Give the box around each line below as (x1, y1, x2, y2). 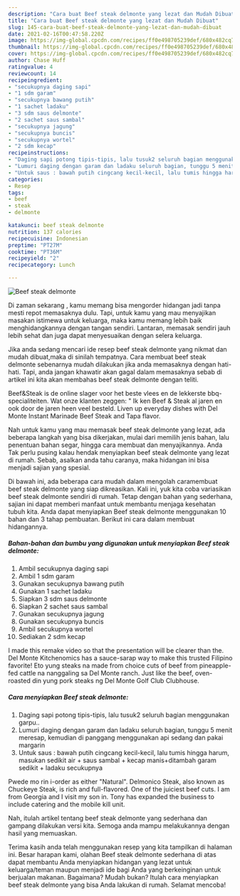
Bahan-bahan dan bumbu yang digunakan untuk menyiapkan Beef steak (8, 539, 230, 547)
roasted (8, 676, 31, 685)
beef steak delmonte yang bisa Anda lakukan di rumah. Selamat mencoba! (8, 880, 226, 889)
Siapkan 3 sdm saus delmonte (18, 594, 108, 603)
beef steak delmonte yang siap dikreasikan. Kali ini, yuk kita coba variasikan (8, 485, 231, 493)
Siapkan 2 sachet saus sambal (18, 602, 108, 611)
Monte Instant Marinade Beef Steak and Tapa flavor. (8, 412, 161, 420)
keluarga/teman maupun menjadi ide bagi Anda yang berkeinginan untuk (8, 865, 221, 874)
